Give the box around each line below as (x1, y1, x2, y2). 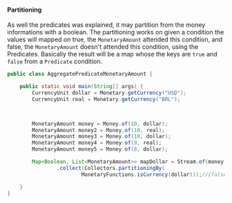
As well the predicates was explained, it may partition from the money (7, 21, 206, 29)
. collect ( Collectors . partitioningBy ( (56, 164, 166, 171)
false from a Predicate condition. (7, 57, 103, 65)
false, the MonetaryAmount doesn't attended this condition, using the (7, 43, 199, 51)
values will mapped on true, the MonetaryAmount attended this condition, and (7, 35, 223, 44)
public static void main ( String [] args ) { (19, 83, 144, 90)
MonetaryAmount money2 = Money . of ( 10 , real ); (32, 127, 166, 133)
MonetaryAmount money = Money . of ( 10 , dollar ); (32, 120, 168, 127)
